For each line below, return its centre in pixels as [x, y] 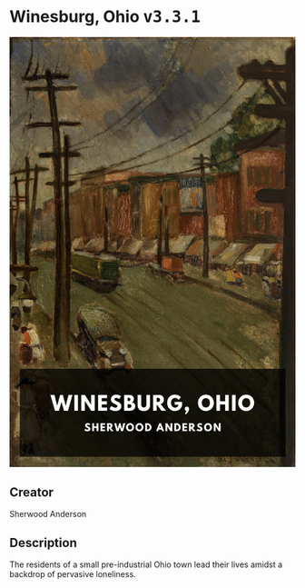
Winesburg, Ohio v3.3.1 [105, 17]
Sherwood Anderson [48, 514]
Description [43, 543]
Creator [32, 493]
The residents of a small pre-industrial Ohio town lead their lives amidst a [146, 564]
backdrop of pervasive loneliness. [73, 574]
